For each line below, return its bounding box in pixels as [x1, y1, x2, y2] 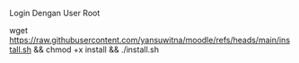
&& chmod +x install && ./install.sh [32, 44, 160, 55]
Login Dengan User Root [9, 8, 101, 18]
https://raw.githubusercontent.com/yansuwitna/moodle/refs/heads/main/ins [9, 35, 290, 45]
